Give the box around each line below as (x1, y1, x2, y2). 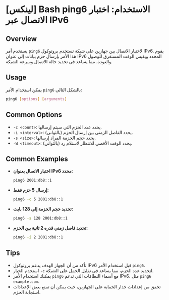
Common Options (6, 110, 63, 119)
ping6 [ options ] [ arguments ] (6, 96, 67, 102)
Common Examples (6, 154, 69, 163)
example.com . (13, 278, 40, 284)
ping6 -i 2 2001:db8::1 (13, 234, 64, 240)
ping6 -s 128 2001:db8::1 (13, 216, 68, 221)
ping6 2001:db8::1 (13, 178, 52, 183)
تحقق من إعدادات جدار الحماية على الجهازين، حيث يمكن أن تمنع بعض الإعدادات (13, 283, 161, 289)
